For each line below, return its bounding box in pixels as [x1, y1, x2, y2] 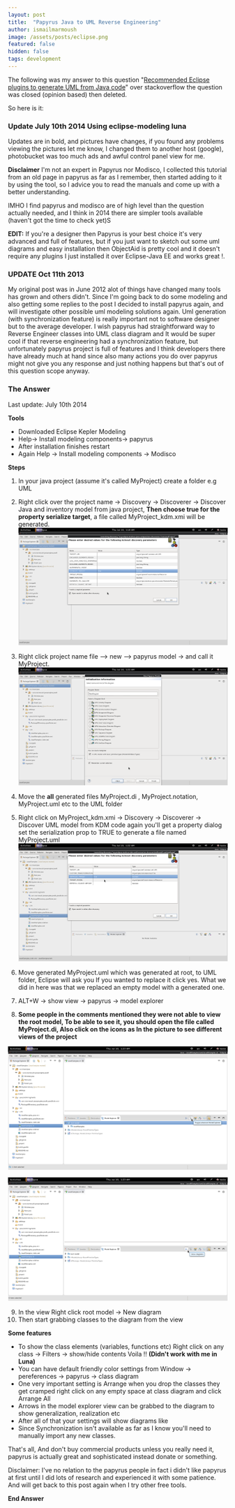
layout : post [8, 11, 46, 18]
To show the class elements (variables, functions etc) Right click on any [17, 1342, 225, 1351]
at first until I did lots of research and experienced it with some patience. [8, 1473, 216, 1481]
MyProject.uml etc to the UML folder [17, 800, 123, 808]
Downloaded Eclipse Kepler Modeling [17, 427, 126, 436]
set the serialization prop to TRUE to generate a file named [17, 828, 187, 837]
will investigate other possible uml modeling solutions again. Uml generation [8, 307, 227, 316]
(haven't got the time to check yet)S [8, 217, 111, 225]
